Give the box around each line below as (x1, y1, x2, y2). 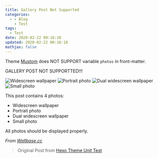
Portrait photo (12, 107, 41, 113)
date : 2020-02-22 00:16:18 (5, 35, 61, 40)
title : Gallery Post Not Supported (5, 7, 79, 12)
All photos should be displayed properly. (5, 128, 88, 134)
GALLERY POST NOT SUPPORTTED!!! (5, 68, 83, 74)
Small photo (12, 118, 37, 124)
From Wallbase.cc (5, 137, 42, 143)
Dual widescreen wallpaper (12, 113, 69, 119)
